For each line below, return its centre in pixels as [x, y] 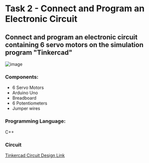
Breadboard [24, 98]
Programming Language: [35, 121]
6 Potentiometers [30, 103]
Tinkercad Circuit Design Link [35, 155]
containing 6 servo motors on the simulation [74, 45]
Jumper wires [26, 109]
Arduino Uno [25, 93]
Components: [22, 77]
